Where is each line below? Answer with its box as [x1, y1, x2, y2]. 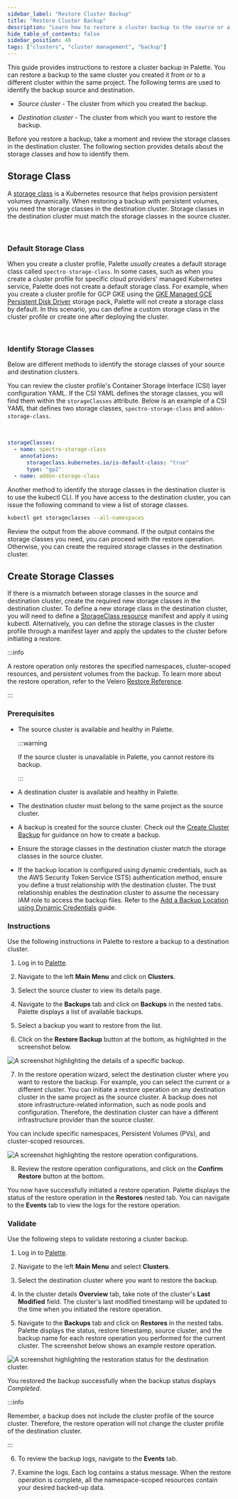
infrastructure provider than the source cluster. [17, 1115, 155, 1124]
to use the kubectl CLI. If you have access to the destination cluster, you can [7, 492, 231, 502]
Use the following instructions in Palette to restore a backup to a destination [7, 937, 229, 946]
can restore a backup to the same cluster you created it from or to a [7, 70, 206, 79]
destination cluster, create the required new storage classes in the [7, 597, 201, 605]
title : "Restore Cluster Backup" [7, 17, 107, 24]
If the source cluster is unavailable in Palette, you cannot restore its [17, 752, 215, 761]
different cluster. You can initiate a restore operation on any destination [17, 1085, 226, 1093]
